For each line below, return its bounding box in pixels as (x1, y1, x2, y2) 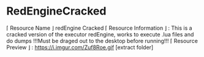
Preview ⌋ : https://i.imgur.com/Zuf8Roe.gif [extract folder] (6, 44, 154, 51)
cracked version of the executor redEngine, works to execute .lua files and (6, 30, 194, 38)
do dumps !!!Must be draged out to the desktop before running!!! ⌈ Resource (6, 37, 198, 44)
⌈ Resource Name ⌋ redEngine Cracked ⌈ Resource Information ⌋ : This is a (6, 24, 192, 32)
